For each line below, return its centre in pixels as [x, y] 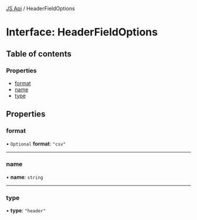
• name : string [25, 177]
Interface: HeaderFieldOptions [82, 32]
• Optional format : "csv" [36, 144]
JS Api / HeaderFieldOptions [40, 9]
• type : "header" [26, 211]
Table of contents [39, 54]
